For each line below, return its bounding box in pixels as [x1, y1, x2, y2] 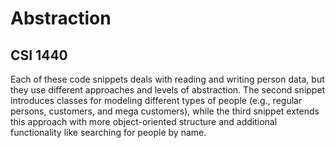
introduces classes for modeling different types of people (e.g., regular [10, 95, 303, 106]
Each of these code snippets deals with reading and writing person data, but [10, 73, 325, 85]
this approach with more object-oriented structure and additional [10, 116, 278, 127]
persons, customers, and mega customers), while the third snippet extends [10, 105, 320, 117]
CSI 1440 [10, 47, 68, 64]
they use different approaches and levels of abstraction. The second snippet [10, 84, 326, 96]
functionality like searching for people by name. [10, 127, 207, 138]
